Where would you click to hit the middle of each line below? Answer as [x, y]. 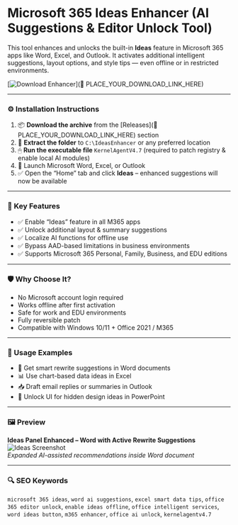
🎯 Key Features [34, 206]
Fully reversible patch [49, 320]
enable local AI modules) [54, 158]
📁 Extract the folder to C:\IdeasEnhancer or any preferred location [114, 142]
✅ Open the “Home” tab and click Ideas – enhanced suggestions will [118, 173]
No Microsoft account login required [70, 297]
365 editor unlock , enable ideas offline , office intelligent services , [113, 506]
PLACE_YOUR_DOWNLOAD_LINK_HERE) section [88, 135]
